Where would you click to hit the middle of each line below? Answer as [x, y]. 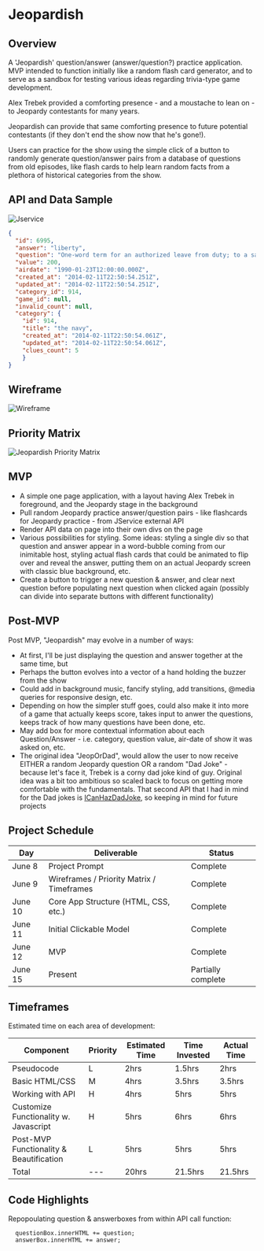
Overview [33, 44]
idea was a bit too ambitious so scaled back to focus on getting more [131, 780]
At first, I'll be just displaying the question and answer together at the [131, 655]
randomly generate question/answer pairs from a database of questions [125, 158]
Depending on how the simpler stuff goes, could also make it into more [134, 705]
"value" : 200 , [38, 263]
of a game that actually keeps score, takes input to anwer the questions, [136, 713]
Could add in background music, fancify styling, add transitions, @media [137, 688]
